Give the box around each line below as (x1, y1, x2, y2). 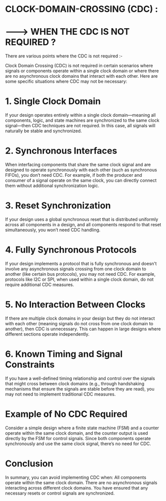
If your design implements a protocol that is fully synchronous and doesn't (5, 260, 157, 266)
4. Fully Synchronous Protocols (5, 244, 137, 255)
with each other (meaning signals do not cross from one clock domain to (5, 320, 154, 326)
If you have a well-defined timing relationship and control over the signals (5, 375, 155, 381)
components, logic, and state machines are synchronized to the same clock (5, 117, 160, 123)
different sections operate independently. (5, 331, 90, 337)
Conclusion (5, 458, 54, 469)
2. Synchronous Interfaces (5, 145, 117, 156)
